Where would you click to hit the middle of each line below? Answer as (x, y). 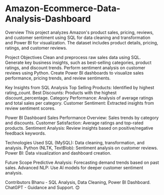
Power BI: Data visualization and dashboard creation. (58, 153)
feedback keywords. (26, 133)
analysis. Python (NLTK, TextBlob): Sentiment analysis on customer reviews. (82, 148)
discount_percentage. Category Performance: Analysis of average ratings (79, 97)
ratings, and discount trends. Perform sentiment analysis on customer (75, 68)
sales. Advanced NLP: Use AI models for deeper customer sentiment (74, 167)
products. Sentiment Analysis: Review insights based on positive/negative (79, 128)
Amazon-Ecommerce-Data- (63, 9)
